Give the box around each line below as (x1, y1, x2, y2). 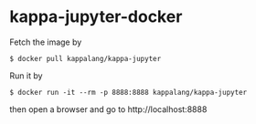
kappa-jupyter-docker (9, 6, 183, 27)
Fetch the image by (9, 36, 82, 47)
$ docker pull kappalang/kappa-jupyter (9, 54, 162, 63)
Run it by (9, 70, 43, 81)
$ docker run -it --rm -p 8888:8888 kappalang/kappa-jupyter (9, 88, 248, 97)
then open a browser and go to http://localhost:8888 (9, 103, 208, 115)
